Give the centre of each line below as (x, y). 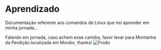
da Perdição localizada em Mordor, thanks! (49, 42)
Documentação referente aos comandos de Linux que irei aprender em (77, 23)
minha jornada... (21, 27)
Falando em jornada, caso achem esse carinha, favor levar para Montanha (81, 37)
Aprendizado (32, 9)
